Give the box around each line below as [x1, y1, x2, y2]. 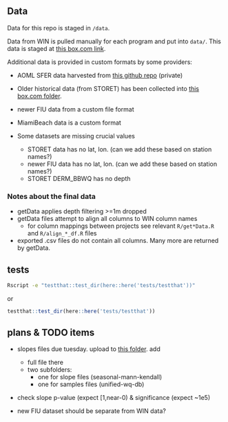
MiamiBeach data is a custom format [17, 118, 122, 127]
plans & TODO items [7, 327, 95, 339]
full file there [27, 358, 64, 367]
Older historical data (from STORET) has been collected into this [17, 84, 200, 92]
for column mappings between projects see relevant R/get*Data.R [27, 222, 215, 230]
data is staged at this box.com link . [7, 44, 106, 52]
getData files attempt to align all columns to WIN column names [17, 215, 198, 223]
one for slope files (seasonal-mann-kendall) [37, 373, 163, 381]
